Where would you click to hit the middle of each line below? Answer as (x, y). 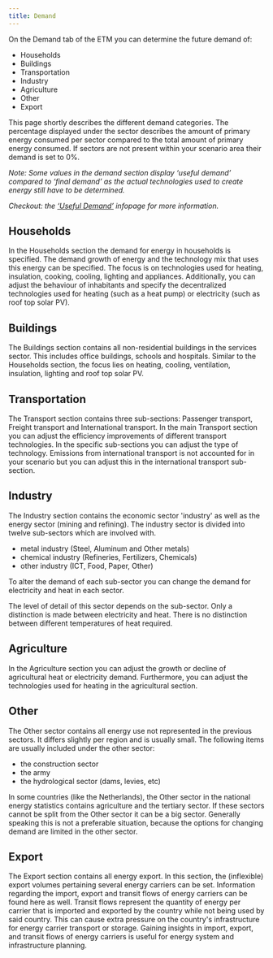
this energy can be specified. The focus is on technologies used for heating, (136, 268)
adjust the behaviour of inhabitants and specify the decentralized (117, 285)
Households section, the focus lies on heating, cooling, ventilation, (119, 365)
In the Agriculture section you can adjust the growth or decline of (117, 668)
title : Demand (32, 16)
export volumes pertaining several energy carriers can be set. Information (132, 885)
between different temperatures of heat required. (91, 623)
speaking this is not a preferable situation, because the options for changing (136, 822)
